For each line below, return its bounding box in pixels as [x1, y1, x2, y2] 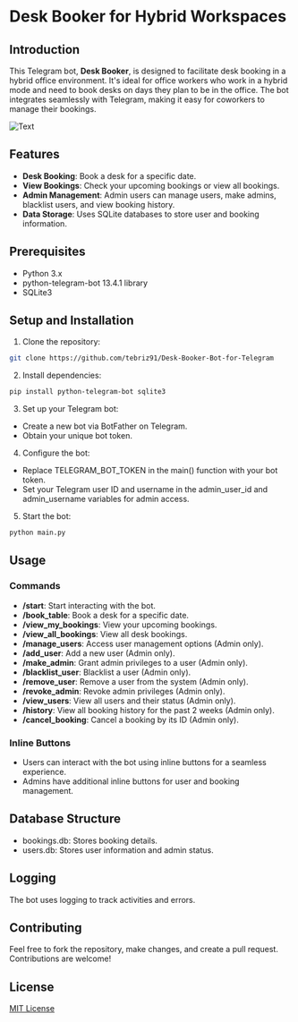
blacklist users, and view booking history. [21, 199, 175, 209]
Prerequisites [9, 244, 86, 260]
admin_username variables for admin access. [21, 494, 190, 505]
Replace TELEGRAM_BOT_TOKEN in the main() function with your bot [21, 465, 278, 476]
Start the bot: [21, 511, 72, 522]
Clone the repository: [21, 336, 101, 347]
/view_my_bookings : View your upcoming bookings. [21, 619, 217, 630]
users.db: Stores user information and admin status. [21, 844, 214, 856]
